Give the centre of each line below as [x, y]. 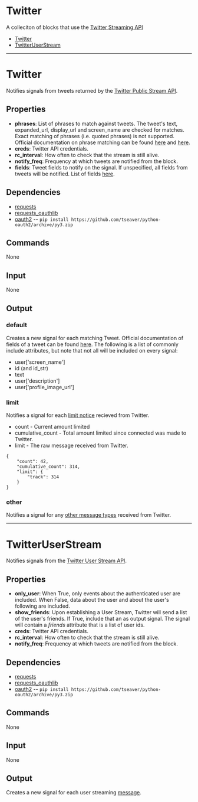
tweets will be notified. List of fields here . [65, 174]
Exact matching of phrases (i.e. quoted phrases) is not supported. [95, 136]
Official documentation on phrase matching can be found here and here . [102, 142]
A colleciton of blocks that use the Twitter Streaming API [75, 27]
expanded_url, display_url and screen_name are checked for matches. [99, 130]
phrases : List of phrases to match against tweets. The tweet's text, [96, 123]
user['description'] [37, 381]
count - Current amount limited [52, 427]
